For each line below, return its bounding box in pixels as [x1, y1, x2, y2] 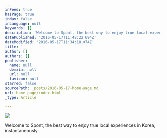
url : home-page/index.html [5, 90, 61, 95]
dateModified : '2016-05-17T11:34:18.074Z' [5, 40, 94, 45]
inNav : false [5, 16, 32, 21]
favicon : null [9, 76, 39, 81]
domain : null [9, 68, 37, 72]
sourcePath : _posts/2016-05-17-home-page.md [5, 85, 99, 91]
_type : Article [5, 95, 37, 100]
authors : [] [5, 53, 30, 59]
